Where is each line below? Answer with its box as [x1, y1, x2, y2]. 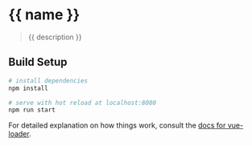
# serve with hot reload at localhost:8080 [8, 99, 157, 107]
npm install [8, 84, 48, 92]
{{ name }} [8, 6, 81, 24]
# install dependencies [8, 76, 89, 85]
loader [8, 129, 30, 139]
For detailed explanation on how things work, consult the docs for [8, 120, 226, 130]
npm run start [8, 106, 56, 114]
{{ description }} [27, 32, 82, 42]
